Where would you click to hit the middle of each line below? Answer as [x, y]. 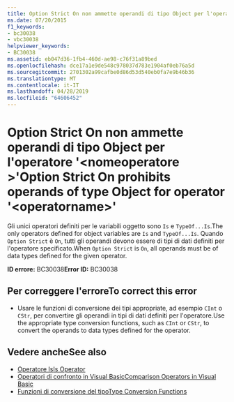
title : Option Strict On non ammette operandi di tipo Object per [106, 14]
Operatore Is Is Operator [51, 369]
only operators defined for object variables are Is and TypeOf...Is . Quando [115, 233]
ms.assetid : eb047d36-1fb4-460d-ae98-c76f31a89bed [82, 59]
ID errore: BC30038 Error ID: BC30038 [63, 269]
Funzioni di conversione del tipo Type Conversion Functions [102, 391]
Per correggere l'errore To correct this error [102, 291]
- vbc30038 [23, 40]
